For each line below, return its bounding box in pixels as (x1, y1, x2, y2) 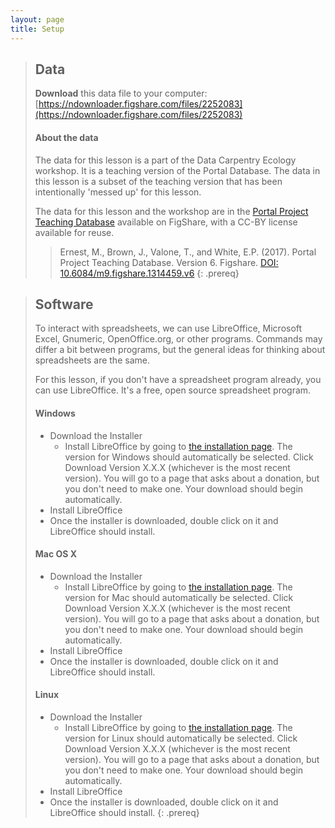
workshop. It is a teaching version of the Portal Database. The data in (34, 164, 321, 176)
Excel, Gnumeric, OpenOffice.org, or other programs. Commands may (34, 333, 323, 345)
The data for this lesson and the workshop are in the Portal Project (34, 205, 309, 217)
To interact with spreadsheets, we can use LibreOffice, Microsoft (34, 322, 303, 335)
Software (34, 296, 94, 313)
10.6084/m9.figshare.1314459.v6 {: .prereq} (59, 267, 240, 279)
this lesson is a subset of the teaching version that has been (34, 175, 283, 187)
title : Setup (10, 24, 65, 34)
